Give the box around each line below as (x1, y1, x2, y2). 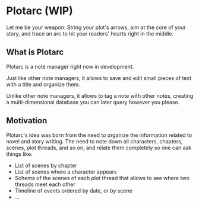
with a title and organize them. (6, 81, 80, 88)
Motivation (6, 116, 48, 126)
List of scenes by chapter (14, 162, 77, 169)
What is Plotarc (6, 47, 64, 57)
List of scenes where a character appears (14, 168, 117, 175)
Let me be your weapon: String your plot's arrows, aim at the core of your (6, 24, 186, 31)
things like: (6, 150, 33, 158)
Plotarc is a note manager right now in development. (6, 63, 134, 70)
